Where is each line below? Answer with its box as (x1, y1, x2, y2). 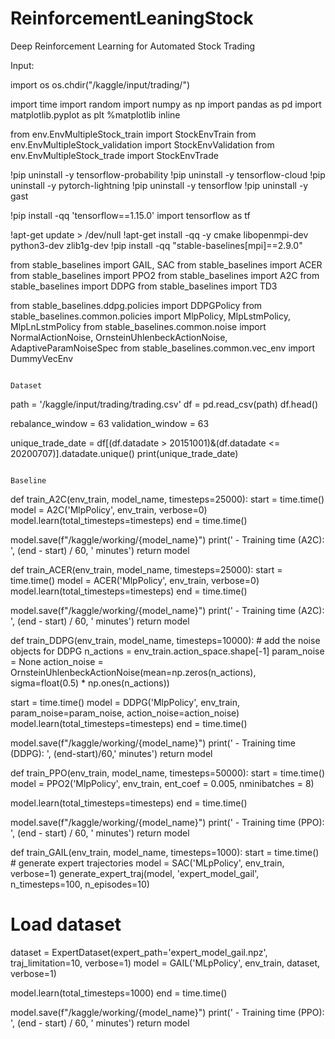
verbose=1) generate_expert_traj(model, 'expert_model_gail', (10, 867, 260, 879)
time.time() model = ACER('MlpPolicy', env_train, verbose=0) (10, 574, 260, 586)
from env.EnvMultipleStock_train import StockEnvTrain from (10, 128, 257, 140)
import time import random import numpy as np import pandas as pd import (10, 98, 322, 110)
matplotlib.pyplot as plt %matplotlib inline (10, 108, 181, 121)
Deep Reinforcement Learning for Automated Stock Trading (10, 40, 256, 52)
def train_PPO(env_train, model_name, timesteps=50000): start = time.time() (10, 767, 325, 779)
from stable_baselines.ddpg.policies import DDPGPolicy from (10, 299, 263, 311)
